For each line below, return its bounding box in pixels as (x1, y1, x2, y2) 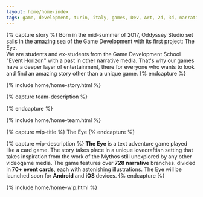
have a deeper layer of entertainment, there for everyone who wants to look (6, 63, 195, 70)
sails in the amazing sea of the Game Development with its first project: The (6, 37, 195, 45)
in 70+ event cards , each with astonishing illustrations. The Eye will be (6, 166, 182, 173)
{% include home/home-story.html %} (6, 81, 101, 88)
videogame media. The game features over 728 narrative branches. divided (6, 159, 196, 166)
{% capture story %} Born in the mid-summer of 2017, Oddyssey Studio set (6, 31, 193, 38)
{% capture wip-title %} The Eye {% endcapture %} (6, 128, 135, 135)
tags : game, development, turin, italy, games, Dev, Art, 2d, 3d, (6, 15, 177, 21)
